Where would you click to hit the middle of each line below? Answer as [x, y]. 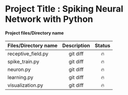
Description [76, 46]
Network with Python [49, 19]
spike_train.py [23, 62]
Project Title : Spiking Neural [64, 9]
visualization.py [25, 85]
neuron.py [19, 70]
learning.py [20, 78]
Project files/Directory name [34, 33]
